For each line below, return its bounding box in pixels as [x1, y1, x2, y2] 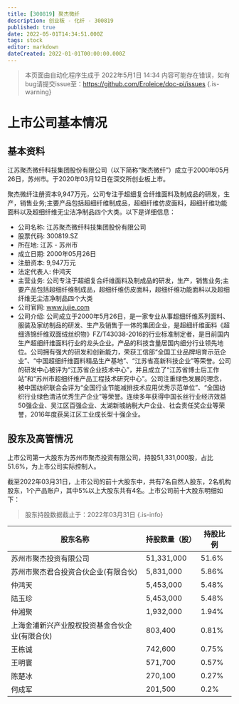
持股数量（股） [145, 534, 196, 544]
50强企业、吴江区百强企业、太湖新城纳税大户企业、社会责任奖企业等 [17, 401, 219, 409]
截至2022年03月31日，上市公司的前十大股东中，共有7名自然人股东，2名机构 [7, 477, 231, 486]
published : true [7, 24, 55, 31]
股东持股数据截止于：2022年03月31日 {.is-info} [24, 510, 164, 519]
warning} [24, 87, 52, 96]
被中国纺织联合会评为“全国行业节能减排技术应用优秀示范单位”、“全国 [17, 383, 220, 392]
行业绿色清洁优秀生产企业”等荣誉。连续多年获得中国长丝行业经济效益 [23, 392, 226, 400]
